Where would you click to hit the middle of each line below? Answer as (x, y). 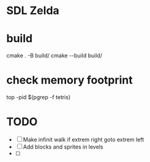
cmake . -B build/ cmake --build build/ (54, 56)
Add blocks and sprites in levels (63, 147)
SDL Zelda (33, 11)
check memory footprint (69, 80)
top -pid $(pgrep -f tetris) (39, 97)
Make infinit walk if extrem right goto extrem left (84, 139)
